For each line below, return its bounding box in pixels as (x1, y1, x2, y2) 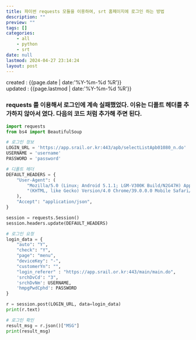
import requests (6, 123, 45, 129)
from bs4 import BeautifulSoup (6, 129, 82, 135)
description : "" (6, 14, 45, 20)
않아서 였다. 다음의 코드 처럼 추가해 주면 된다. (24, 109, 142, 118)
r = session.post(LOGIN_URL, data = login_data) (6, 301, 121, 307)
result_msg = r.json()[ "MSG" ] (6, 322, 80, 328)
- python (16, 42, 38, 47)
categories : (6, 30, 35, 36)
